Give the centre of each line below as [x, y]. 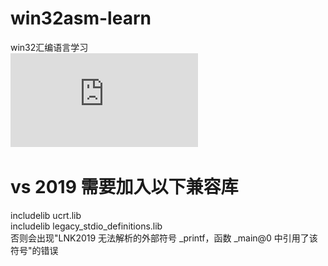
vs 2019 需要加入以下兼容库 [124, 187]
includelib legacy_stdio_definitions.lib [86, 226]
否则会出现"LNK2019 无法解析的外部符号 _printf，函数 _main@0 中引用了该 [164, 238]
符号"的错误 [34, 250]
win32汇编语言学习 [49, 47]
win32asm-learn [81, 18]
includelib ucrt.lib [46, 215]
